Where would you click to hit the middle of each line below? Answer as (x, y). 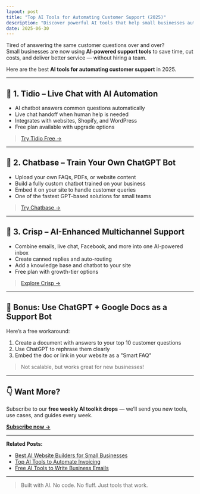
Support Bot (29, 317)
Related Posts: (24, 444)
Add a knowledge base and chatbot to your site (73, 265)
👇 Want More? (33, 391)
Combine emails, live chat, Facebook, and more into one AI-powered (99, 246)
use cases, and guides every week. (49, 415)
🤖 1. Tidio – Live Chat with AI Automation (82, 94)
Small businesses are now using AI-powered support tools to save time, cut (100, 52)
